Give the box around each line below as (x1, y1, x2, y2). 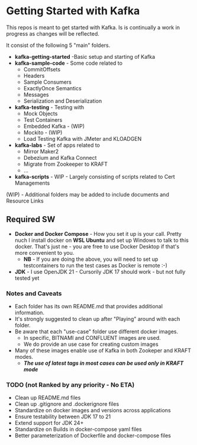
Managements (14, 179, 50, 187)
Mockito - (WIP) (23, 129, 63, 136)
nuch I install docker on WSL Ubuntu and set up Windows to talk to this (14, 236, 189, 244)
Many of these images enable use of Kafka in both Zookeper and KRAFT (14, 347, 191, 354)
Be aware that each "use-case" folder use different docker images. (14, 328, 179, 335)
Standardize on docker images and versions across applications (14, 407, 171, 414)
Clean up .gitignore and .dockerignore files (14, 400, 120, 408)
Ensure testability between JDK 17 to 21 (14, 413, 111, 420)
